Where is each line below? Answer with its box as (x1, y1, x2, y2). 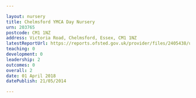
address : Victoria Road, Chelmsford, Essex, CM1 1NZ (6, 35, 137, 41)
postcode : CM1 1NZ (6, 30, 51, 35)
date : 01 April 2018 (6, 73, 57, 79)
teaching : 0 (6, 46, 35, 52)
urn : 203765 (6, 24, 35, 30)
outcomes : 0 (6, 62, 35, 68)
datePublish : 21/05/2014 (6, 78, 66, 84)
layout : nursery (6, 13, 45, 19)
